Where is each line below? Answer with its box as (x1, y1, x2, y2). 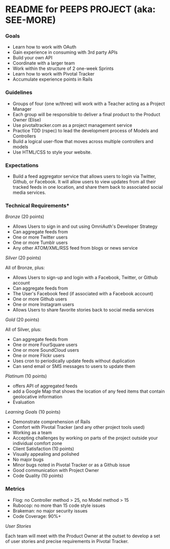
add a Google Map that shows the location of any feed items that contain (12, 388, 165, 394)
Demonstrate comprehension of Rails (12, 419, 90, 425)
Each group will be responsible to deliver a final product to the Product (12, 111, 160, 117)
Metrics (5, 486, 25, 493)
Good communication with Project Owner (12, 467, 99, 473)
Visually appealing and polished (12, 451, 80, 457)
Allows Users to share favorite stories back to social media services (12, 307, 155, 313)
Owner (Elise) (12, 117, 42, 123)
